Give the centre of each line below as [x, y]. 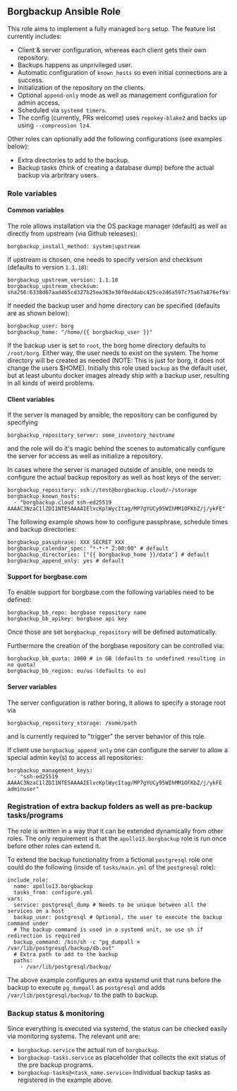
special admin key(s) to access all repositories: [75, 757]
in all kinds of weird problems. [51, 383]
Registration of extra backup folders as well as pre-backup [110, 807]
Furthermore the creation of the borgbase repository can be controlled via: [116, 646]
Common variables [36, 210]
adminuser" [23, 789]
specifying [23, 422]
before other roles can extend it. [54, 845]
